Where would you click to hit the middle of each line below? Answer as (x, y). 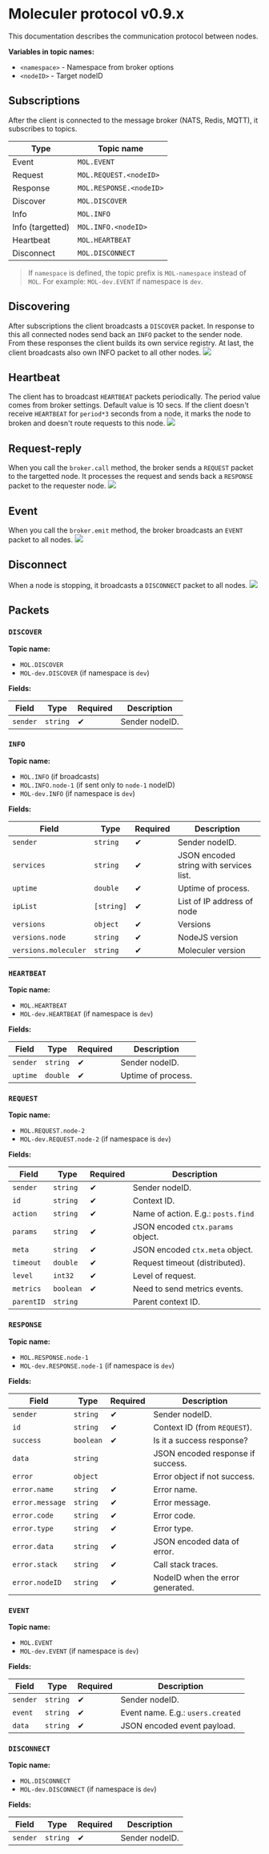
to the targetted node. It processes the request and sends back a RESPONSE (131, 477)
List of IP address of (215, 901)
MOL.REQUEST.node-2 (52, 1131)
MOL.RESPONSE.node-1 (54, 1357)
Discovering (39, 306)
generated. (174, 1587)
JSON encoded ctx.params (183, 1227)
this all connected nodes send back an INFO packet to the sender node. (125, 334)
